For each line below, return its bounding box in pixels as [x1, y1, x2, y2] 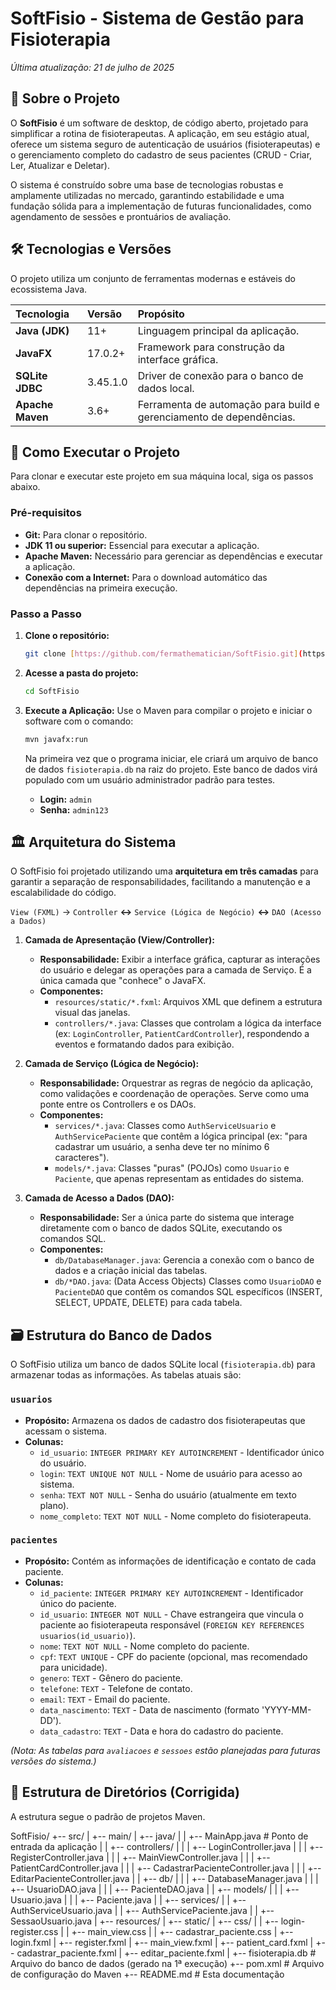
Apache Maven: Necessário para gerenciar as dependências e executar [24, 550, 323, 562]
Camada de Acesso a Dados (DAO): [24, 1192, 175, 1204]
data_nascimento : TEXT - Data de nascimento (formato [39, 1703, 260, 1716]
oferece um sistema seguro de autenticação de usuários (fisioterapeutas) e [10, 138, 321, 150]
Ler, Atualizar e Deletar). [10, 159, 110, 171]
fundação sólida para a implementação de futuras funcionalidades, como [10, 200, 312, 212]
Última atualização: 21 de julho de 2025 [10, 61, 175, 73]
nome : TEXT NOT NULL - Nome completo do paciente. [39, 1640, 250, 1652]
